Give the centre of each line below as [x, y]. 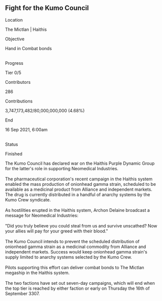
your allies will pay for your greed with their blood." [57, 231]
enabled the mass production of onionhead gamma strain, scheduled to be [81, 184]
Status [12, 144]
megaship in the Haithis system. [37, 273]
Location [14, 20]
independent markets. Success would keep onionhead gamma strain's [76, 251]
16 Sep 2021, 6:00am [27, 129]
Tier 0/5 [13, 73]
